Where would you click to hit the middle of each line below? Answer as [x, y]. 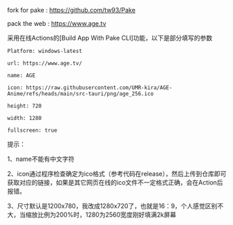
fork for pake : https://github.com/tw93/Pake [71, 10]
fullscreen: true [32, 130]
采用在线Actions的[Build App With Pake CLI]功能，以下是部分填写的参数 [110, 38]
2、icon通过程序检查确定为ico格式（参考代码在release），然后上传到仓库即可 [117, 174]
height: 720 [24, 106]
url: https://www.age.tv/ [45, 63]
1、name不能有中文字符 [41, 159]
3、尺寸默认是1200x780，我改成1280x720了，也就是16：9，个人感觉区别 [112, 206]
